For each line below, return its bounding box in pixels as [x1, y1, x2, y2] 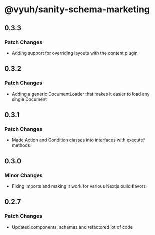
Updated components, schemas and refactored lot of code [11, 224, 133, 230]
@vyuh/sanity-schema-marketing [4, 4, 150, 15]
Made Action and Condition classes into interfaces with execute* [11, 137, 146, 143]
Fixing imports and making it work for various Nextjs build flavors [11, 183, 146, 189]
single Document [11, 96, 47, 102]
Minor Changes [4, 172, 43, 179]
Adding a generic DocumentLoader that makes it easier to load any [11, 91, 150, 97]
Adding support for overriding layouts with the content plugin [11, 50, 138, 56]
